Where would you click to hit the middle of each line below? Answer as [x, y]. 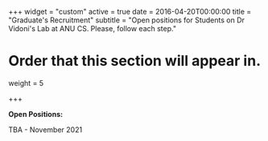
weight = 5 [26, 83]
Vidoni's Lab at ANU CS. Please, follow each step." [93, 28]
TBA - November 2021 [45, 129]
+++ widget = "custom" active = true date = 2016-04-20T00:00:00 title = [130, 12]
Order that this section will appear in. [135, 61]
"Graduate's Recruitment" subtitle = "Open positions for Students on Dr [127, 20]
